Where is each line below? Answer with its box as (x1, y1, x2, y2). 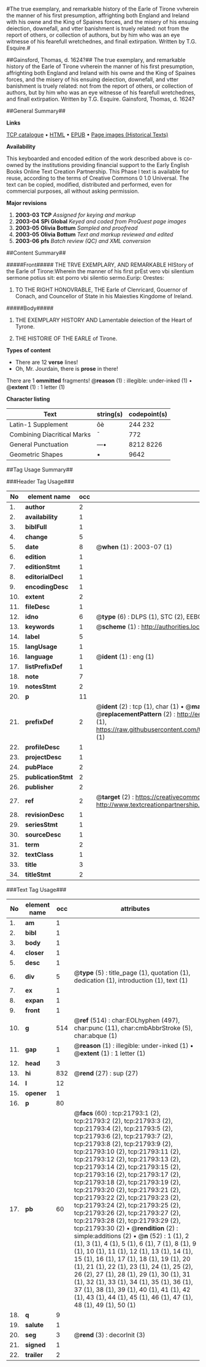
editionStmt (25, 563, 60, 571)
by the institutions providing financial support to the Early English (25, 161, 189, 168)
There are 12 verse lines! (15, 358, 78, 366)
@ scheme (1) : (96, 622, 140, 631)
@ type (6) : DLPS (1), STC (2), (96, 613, 185, 621)
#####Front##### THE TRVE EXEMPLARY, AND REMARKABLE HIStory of (6, 261, 194, 268)
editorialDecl (25, 573, 63, 581)
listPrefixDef (25, 662, 63, 671)
